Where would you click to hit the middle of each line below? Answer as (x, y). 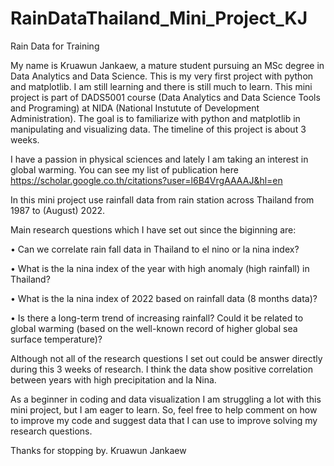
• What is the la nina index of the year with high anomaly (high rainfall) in (160, 268)
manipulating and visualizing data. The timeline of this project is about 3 (158, 129)
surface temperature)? (56, 339)
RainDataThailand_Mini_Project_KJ (159, 18)
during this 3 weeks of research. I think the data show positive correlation (161, 369)
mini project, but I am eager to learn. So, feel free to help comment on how (164, 409)
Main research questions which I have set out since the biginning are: (153, 229)
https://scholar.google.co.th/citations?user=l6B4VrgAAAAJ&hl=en (146, 180)
